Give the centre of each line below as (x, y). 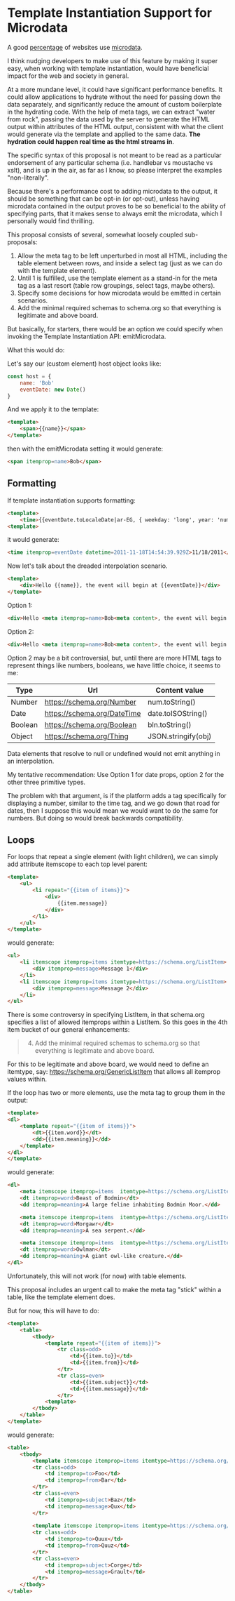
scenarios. (33, 300)
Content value (180, 690)
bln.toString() (170, 724)
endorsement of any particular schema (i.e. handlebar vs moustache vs (110, 162)
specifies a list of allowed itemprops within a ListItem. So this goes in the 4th (117, 1022)
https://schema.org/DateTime (93, 713)
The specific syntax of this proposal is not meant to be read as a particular (114, 155)
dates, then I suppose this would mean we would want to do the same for (113, 810)
